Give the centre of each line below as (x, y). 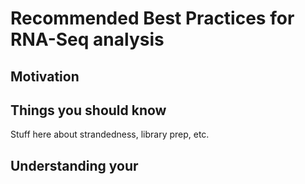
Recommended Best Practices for (152, 18)
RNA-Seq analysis (87, 39)
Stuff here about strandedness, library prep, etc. (110, 134)
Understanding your (74, 165)
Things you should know (88, 110)
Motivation (45, 76)
